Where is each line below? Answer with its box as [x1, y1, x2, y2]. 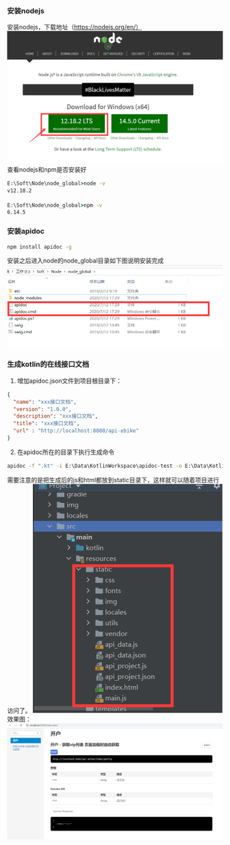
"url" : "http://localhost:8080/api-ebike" [13, 427, 139, 434]
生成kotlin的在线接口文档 [7, 359, 90, 369]
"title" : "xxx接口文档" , [13, 420, 80, 427]
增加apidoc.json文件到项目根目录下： [16, 376, 123, 385]
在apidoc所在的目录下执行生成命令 [16, 448, 115, 456]
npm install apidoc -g [7, 243, 72, 250]
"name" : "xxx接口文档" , [13, 398, 77, 405]
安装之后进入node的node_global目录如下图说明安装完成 [7, 256, 164, 265]
